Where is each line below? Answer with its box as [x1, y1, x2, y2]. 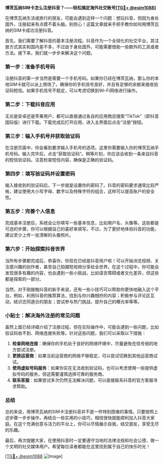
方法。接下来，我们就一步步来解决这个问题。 [5, 50, 95, 56]
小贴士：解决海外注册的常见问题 [5, 312, 81, 319]
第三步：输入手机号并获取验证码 [5, 133, 81, 139]
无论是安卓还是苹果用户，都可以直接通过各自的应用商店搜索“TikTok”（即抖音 [5, 113, 159, 119]
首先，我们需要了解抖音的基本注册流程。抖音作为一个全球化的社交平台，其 [5, 38, 155, 44]
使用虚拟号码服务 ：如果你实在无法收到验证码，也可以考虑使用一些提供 [12, 365, 154, 371]
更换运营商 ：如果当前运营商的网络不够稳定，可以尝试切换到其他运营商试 [12, 353, 158, 359]
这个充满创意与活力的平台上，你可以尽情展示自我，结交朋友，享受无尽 [18, 421, 159, 427]
